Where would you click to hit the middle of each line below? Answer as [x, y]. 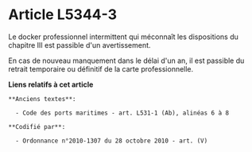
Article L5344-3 [63, 15]
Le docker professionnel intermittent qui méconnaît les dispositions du [123, 37]
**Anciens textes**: [43, 99]
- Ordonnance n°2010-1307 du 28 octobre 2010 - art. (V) [112, 141]
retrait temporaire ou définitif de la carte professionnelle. [101, 68]
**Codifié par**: [37, 127]
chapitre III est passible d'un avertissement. [79, 45]
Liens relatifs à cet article [51, 84]
